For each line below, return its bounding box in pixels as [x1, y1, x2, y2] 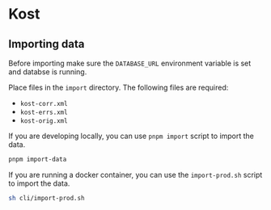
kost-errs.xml [19, 108, 68, 116]
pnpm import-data [8, 155, 67, 163]
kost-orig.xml [19, 117, 68, 125]
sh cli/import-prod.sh [8, 194, 85, 202]
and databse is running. [8, 67, 87, 77]
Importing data [8, 37, 85, 51]
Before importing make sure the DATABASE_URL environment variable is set [8, 58, 252, 68]
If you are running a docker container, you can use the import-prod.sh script [8, 170, 263, 179]
